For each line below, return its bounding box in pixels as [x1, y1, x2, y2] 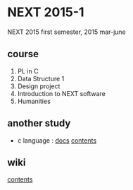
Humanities [17, 97, 51, 105]
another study [7, 117, 71, 129]
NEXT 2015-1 [7, 4, 84, 20]
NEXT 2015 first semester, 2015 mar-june [7, 28, 127, 36]
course [7, 48, 39, 60]
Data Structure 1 [17, 74, 65, 83]
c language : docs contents [17, 136, 97, 145]
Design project [17, 82, 61, 90]
